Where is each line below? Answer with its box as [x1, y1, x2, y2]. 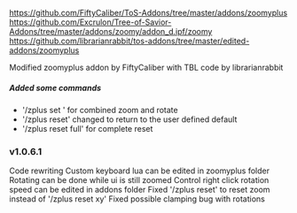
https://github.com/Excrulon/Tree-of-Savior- [9, 17, 172, 27]
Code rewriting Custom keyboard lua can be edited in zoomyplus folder [9, 165, 270, 176]
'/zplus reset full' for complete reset [21, 123, 153, 133]
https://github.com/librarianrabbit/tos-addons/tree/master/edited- [9, 35, 250, 46]
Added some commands [9, 82, 102, 93]
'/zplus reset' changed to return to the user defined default [21, 114, 238, 125]
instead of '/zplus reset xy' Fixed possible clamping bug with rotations [9, 194, 266, 204]
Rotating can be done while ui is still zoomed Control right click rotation [9, 175, 270, 186]
